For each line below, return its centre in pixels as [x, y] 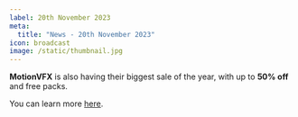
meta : [19, 26]
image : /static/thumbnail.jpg [66, 51]
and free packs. [38, 86]
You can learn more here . [56, 103]
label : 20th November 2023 [60, 18]
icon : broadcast [40, 43]
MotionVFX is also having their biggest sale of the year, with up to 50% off [149, 76]
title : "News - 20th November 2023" [86, 34]
